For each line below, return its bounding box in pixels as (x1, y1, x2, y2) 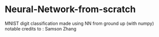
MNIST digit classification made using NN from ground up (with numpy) (5, 20, 154, 26)
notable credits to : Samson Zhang (5, 25, 76, 31)
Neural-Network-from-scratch (5, 4, 136, 15)
